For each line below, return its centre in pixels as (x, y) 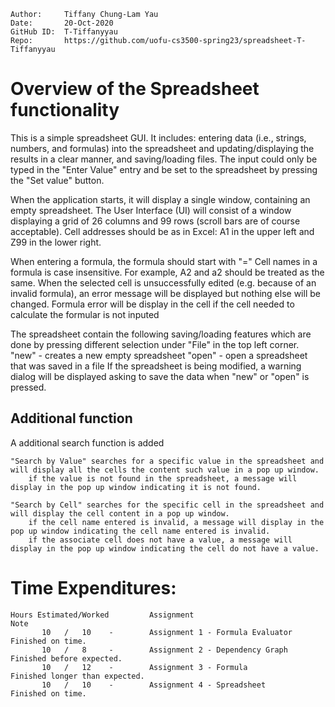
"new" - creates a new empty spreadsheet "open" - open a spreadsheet (159, 355)
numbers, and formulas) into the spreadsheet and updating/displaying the (162, 148)
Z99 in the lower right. (56, 242)
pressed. (28, 387)
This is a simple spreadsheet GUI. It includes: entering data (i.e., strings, (158, 137)
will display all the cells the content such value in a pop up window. (165, 470)
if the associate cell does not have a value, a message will (160, 540)
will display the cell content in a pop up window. (120, 513)
